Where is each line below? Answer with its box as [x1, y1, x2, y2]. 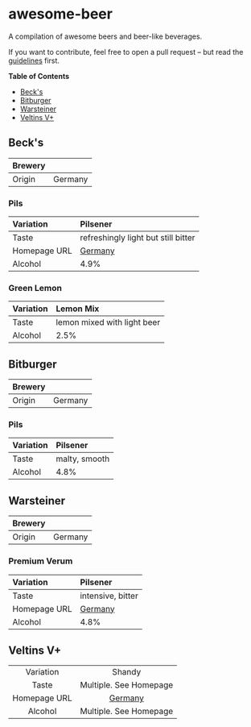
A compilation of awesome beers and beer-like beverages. [8, 31, 203, 41]
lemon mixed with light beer [56, 317, 161, 328]
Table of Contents [8, 71, 70, 81]
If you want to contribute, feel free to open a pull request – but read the [8, 47, 244, 56]
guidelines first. [8, 56, 60, 65]
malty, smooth [56, 453, 110, 464]
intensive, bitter [80, 590, 138, 601]
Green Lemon [8, 282, 63, 293]
